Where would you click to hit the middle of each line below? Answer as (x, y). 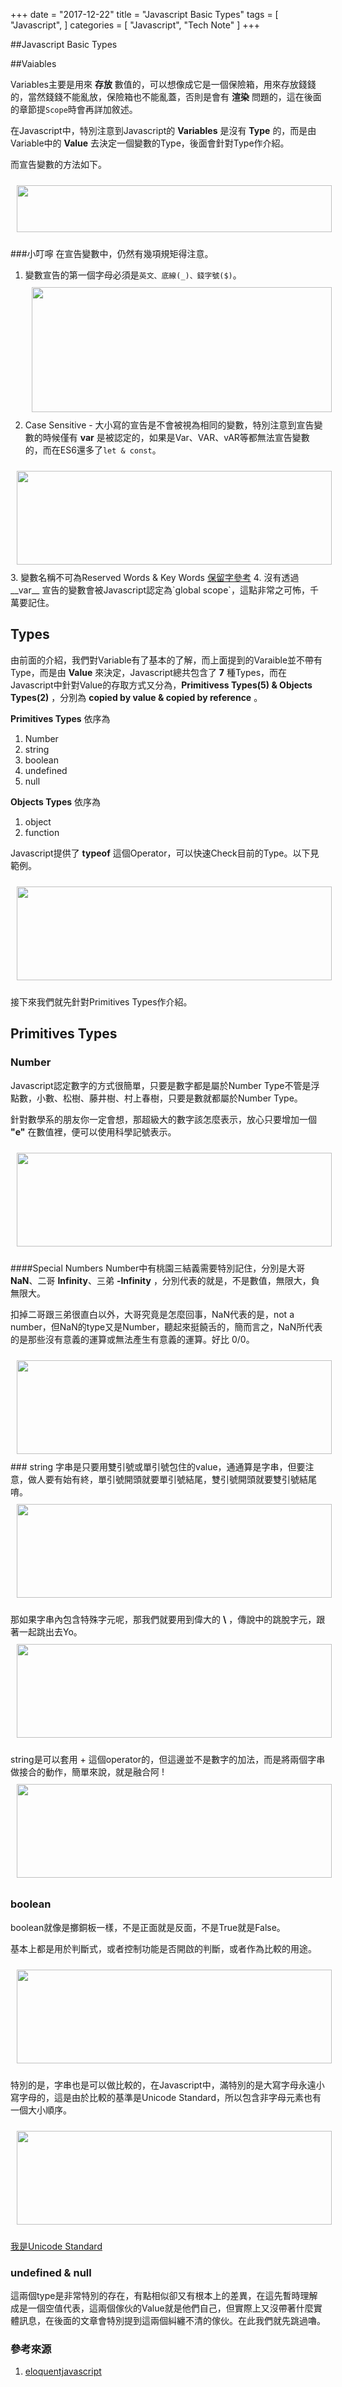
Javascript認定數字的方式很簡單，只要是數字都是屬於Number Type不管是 (161, 1085)
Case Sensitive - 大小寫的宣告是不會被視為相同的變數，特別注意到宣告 (169, 425)
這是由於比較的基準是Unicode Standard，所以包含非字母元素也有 (187, 2097)
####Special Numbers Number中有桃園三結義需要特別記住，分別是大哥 (158, 1268)
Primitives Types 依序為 (60, 718)
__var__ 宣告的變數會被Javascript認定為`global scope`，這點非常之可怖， (160, 590)
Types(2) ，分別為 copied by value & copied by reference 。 (136, 697)
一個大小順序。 (41, 2110)
